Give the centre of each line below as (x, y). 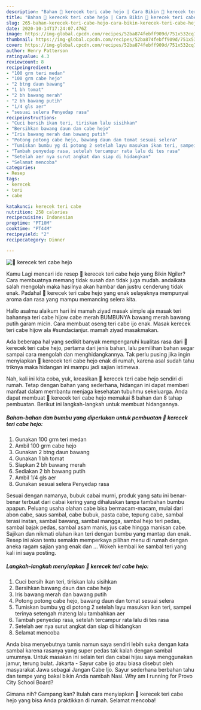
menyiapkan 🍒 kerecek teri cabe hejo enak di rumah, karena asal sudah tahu (100, 361)
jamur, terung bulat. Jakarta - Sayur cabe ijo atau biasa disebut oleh (90, 663)
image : (14, 34)
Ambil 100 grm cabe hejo (45, 445)
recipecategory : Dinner (36, 240)
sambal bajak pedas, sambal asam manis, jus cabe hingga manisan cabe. (96, 527)
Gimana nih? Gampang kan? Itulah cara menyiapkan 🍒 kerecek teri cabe (95, 694)
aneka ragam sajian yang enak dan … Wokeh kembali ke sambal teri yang (96, 546)
